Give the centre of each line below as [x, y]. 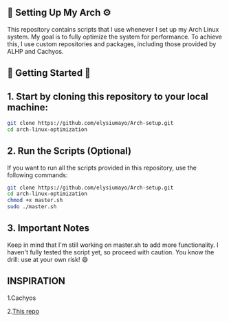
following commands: [37, 175]
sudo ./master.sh [32, 207]
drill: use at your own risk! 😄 [47, 259]
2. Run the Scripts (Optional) [69, 151]
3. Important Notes [48, 228]
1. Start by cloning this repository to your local [108, 96]
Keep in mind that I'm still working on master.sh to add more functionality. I [113, 245]
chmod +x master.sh [35, 201]
